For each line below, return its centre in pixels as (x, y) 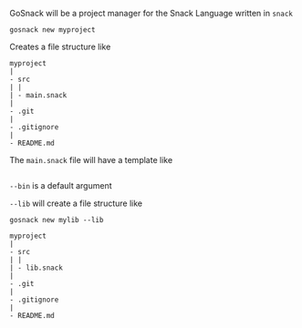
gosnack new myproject (52, 30)
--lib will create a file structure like (76, 203)
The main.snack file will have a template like (91, 160)
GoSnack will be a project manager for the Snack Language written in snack (151, 13)
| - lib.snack (36, 268)
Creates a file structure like (60, 46)
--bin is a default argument (61, 185)
